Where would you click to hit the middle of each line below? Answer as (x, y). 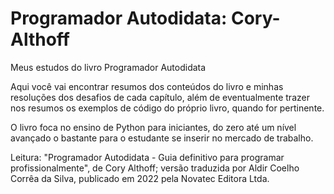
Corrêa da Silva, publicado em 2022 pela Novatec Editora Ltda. (140, 178)
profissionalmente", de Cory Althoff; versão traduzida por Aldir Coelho (155, 168)
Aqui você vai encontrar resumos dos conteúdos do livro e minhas (147, 86)
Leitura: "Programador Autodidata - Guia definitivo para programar (147, 157)
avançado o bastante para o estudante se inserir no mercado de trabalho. (162, 138)
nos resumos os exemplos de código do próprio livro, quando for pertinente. (167, 108)
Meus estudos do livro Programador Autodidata (108, 67)
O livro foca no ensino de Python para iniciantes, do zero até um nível (153, 127)
